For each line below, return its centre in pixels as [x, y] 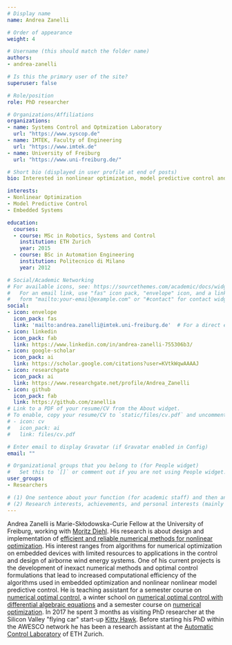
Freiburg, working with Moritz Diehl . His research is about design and [106, 531]
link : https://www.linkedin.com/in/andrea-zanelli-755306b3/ [103, 344]
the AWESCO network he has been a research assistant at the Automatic [110, 626]
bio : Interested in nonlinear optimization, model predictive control [111, 178]
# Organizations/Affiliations [51, 115]
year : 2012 [35, 268]
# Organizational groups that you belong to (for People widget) [103, 466]
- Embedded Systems [35, 210]
